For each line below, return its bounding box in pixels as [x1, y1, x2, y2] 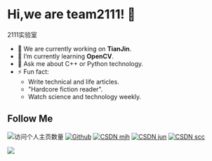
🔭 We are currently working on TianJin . [17, 44, 132, 53]
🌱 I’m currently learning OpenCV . [17, 52, 114, 60]
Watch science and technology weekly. [27, 92, 142, 101]
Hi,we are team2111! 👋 [7, 6, 135, 22]
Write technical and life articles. [27, 77, 119, 86]
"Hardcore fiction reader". [27, 84, 103, 94]
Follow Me [7, 112, 53, 125]
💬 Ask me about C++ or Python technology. [17, 59, 144, 67]
